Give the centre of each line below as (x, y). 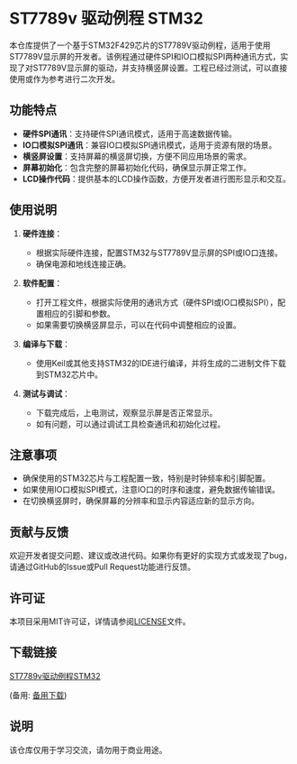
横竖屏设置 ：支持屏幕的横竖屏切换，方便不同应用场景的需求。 (137, 156)
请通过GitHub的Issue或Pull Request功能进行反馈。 (103, 567)
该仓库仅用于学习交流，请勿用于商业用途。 (88, 750)
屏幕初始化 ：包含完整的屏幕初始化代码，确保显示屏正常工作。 (137, 167)
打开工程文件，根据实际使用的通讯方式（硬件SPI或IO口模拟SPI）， (157, 302)
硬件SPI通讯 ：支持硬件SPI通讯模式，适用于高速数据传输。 (129, 133)
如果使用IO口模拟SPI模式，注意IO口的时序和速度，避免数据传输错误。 (151, 490)
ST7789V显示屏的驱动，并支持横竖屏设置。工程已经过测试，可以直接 (160, 68)
